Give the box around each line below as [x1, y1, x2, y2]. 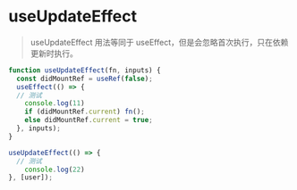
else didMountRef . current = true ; [24, 116, 153, 125]
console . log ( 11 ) [24, 99, 86, 108]
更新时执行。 [30, 47, 78, 59]
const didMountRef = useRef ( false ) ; [16, 74, 153, 83]
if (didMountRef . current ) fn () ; [24, 107, 145, 117]
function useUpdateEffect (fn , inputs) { [8, 65, 162, 75]
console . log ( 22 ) [24, 165, 86, 174]
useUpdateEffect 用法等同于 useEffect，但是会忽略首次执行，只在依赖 [30, 37, 289, 47]
